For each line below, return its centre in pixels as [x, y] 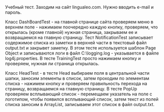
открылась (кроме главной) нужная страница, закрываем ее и [71, 32]
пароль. [13, 12]
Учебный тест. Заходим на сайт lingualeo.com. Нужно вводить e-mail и [80, 7]
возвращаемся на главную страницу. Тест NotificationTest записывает [79, 37]
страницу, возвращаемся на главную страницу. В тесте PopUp [71, 89]
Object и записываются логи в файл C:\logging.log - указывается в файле [82, 53]
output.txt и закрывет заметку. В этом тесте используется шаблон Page [81, 48]
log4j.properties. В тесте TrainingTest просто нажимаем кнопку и [73, 58]
